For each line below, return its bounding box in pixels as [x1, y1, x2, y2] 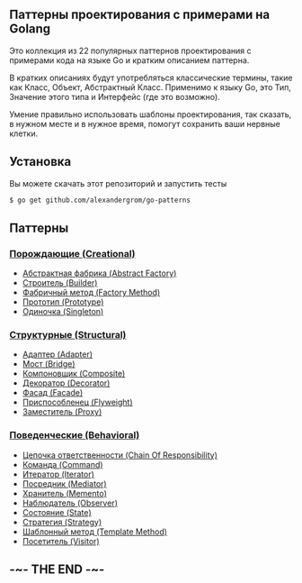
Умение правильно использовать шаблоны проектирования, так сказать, [9, 108, 292, 120]
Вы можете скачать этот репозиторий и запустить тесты [9, 178, 227, 188]
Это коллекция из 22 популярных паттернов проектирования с [9, 45, 252, 56]
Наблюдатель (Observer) [22, 497, 119, 508]
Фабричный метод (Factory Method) [22, 287, 161, 298]
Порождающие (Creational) [9, 247, 136, 260]
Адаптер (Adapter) [22, 349, 93, 360]
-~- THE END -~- [9, 562, 105, 578]
